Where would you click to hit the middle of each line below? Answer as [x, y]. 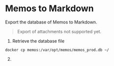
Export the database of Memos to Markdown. [51, 22]
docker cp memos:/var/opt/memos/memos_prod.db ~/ [57, 50]
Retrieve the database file [38, 41]
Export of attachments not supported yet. [59, 31]
